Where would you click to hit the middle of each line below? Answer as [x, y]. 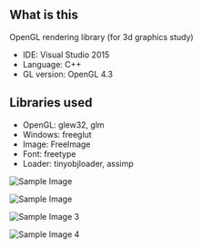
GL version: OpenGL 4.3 [68, 74]
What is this [44, 15]
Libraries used [51, 103]
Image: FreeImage [56, 144]
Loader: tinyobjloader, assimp [78, 163]
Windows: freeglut [57, 134]
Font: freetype [49, 153]
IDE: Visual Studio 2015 [66, 55]
